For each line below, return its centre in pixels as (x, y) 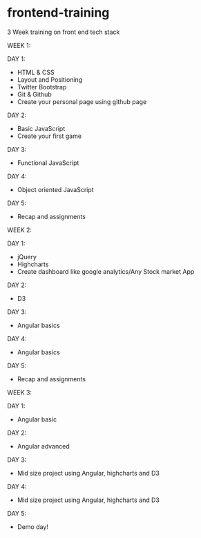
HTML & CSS (36, 72)
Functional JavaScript (48, 163)
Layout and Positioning (50, 79)
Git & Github (34, 94)
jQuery (27, 257)
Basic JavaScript (41, 128)
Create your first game (49, 136)
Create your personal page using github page (82, 101)
